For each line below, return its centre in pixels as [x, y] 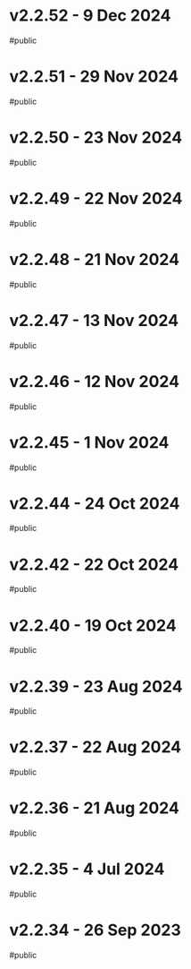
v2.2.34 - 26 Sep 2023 [95, 930]
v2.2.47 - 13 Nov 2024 [94, 320]
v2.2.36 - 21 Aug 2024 [95, 808]
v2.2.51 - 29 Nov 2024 [94, 77]
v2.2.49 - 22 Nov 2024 [96, 199]
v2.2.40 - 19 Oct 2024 [93, 626]
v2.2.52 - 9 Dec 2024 [90, 16]
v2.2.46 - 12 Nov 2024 [95, 381]
